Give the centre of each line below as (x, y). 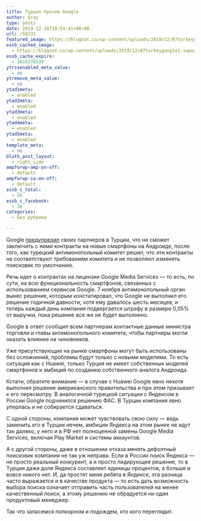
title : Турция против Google (42, 12)
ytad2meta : (20, 100)
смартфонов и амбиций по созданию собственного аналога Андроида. (97, 370)
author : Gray (22, 17)
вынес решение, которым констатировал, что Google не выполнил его (96, 296)
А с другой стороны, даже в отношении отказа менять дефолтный (91, 449)
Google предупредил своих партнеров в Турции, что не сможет (88, 240)
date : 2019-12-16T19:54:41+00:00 (48, 28)
